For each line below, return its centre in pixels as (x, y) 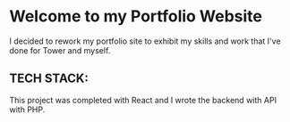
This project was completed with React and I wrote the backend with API (143, 100)
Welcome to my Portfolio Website (136, 16)
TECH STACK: (49, 79)
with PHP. (27, 110)
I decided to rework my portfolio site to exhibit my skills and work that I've (145, 41)
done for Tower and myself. (60, 50)
